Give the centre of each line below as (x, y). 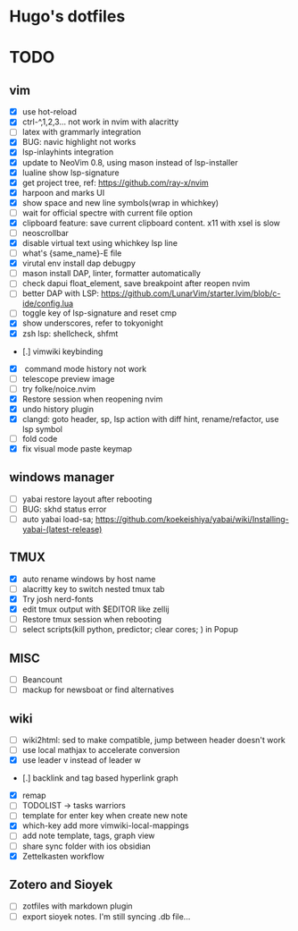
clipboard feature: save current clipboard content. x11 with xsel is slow (151, 223)
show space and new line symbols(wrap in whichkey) (120, 202)
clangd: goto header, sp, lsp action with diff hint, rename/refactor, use (150, 419)
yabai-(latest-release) (62, 529)
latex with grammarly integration (82, 132)
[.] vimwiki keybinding (62, 351)
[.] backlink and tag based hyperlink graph (100, 778)
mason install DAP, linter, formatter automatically (111, 274)
